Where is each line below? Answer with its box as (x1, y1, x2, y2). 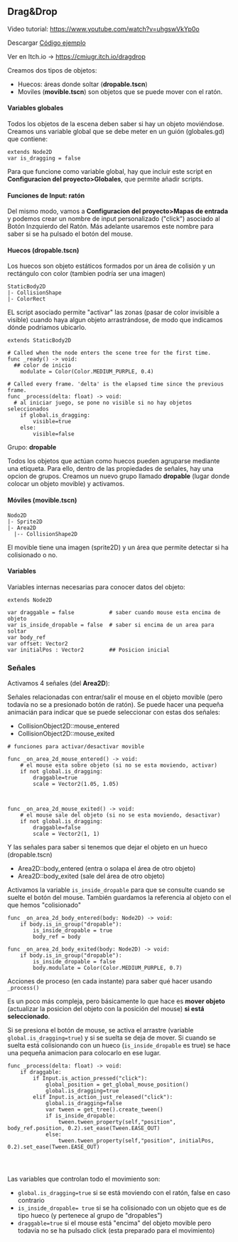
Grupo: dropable (7, 443, 57, 452)
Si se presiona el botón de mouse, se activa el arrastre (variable (7, 1026, 194, 1035)
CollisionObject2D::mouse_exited (17, 730, 115, 738)
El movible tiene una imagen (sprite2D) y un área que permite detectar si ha (7, 543, 229, 552)
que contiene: (7, 135, 48, 143)
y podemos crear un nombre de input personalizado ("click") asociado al (7, 214, 220, 223)
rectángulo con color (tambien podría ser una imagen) (7, 269, 166, 278)
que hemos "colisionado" (7, 901, 82, 909)
